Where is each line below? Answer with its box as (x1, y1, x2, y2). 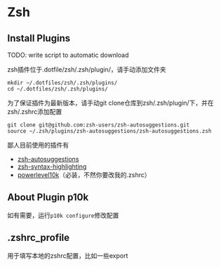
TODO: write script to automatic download (7, 51, 129, 59)
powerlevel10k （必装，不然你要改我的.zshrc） (17, 171, 151, 179)
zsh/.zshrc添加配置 (7, 108, 62, 116)
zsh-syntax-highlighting (17, 162, 87, 171)
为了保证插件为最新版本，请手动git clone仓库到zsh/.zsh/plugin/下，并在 (7, 99, 214, 107)
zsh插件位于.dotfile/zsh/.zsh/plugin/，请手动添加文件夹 (7, 65, 166, 74)
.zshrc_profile (7, 232, 70, 244)
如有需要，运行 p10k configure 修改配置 (7, 211, 119, 219)
